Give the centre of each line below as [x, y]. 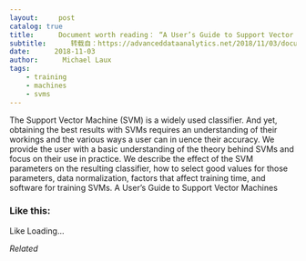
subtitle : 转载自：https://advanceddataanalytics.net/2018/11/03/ [146, 43]
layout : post [42, 18]
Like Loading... [37, 231]
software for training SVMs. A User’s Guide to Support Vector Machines [143, 187]
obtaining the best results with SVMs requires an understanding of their [143, 129]
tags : [20, 69]
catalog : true [36, 26]
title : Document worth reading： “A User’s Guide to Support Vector [152, 35]
